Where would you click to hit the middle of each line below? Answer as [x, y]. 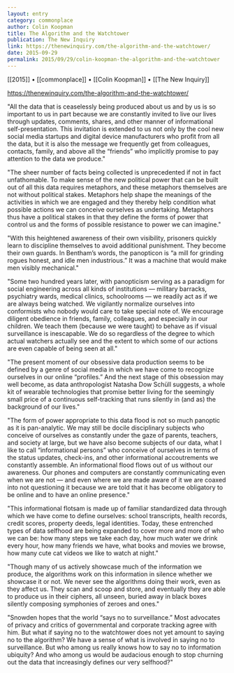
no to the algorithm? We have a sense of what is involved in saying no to [111, 639]
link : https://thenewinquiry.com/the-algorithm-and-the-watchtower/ [109, 46]
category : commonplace [40, 20]
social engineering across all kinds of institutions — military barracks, [107, 289]
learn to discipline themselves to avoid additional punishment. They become [117, 245]
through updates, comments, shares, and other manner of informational [110, 121]
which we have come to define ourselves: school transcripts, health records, [117, 515]
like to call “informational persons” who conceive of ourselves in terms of [113, 450]
